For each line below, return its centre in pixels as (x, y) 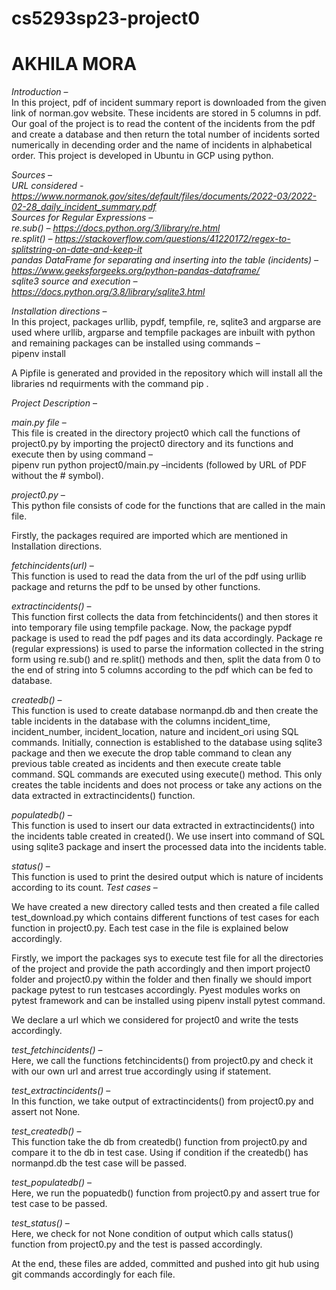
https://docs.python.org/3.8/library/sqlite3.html (108, 292)
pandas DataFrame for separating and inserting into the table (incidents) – (165, 260)
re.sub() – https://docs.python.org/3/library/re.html (116, 228)
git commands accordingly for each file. (93, 1274)
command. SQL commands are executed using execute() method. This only (167, 774)
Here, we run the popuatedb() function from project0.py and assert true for (166, 1193)
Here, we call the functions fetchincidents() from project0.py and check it (162, 1061)
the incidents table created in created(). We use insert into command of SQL (168, 836)
